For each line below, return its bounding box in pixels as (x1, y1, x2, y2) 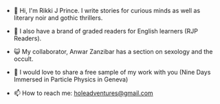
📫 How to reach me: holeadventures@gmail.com (13, 89, 153, 97)
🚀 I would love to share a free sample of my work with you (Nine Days (13, 68, 211, 76)
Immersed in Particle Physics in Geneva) (13, 75, 129, 83)
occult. (13, 55, 34, 63)
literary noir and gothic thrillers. (13, 14, 103, 22)
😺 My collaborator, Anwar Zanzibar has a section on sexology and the (13, 48, 213, 55)
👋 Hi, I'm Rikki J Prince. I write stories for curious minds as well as (13, 7, 201, 14)
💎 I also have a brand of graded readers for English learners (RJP (13, 27, 198, 35)
